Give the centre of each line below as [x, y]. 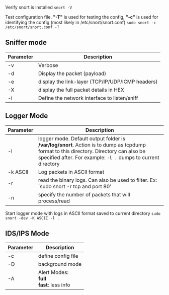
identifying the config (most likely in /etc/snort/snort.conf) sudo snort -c [81, 22]
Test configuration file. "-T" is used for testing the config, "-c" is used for [82, 17]
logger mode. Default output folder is [82, 138]
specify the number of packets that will [84, 194]
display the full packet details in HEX [81, 90]
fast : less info [54, 285]
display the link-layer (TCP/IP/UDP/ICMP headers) [98, 82]
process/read [54, 201]
